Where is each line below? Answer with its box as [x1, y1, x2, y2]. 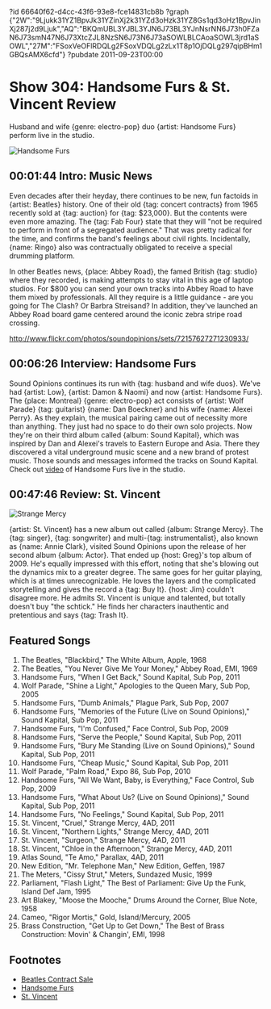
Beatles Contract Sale [20, 974, 94, 984]
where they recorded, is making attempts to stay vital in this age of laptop [9, 274, 253, 285]
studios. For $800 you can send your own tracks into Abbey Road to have [9, 283, 254, 293]
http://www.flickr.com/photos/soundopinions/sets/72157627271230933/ [9, 333, 249, 343]
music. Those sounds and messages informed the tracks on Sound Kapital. [9, 455, 259, 465]
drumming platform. [9, 250, 75, 261]
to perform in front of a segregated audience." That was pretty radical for [9, 225, 252, 235]
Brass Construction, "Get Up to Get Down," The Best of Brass [20, 921, 225, 931]
